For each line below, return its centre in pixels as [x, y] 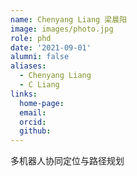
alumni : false [40, 57]
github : [35, 131]
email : [33, 112]
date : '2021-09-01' [51, 47]
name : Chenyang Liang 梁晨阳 [69, 19]
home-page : [42, 103]
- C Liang [39, 85]
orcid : [33, 122]
